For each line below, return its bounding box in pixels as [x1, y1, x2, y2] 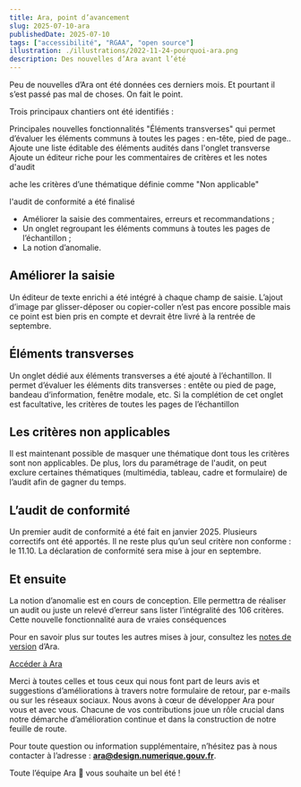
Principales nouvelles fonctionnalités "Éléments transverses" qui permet [9, 124, 276, 134]
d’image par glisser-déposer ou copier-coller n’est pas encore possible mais [9, 301, 291, 312]
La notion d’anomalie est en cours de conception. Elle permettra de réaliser [9, 595, 287, 606]
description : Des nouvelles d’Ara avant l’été [9, 55, 186, 64]
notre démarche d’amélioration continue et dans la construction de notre [9, 714, 277, 725]
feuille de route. [9, 723, 67, 734]
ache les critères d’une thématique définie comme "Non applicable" [9, 179, 260, 189]
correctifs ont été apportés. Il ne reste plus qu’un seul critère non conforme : [9, 536, 292, 547]
